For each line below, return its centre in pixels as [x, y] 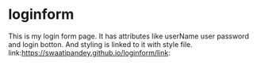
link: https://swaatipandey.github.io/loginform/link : [89, 52]
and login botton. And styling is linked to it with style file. [100, 44]
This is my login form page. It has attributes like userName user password [129, 36]
